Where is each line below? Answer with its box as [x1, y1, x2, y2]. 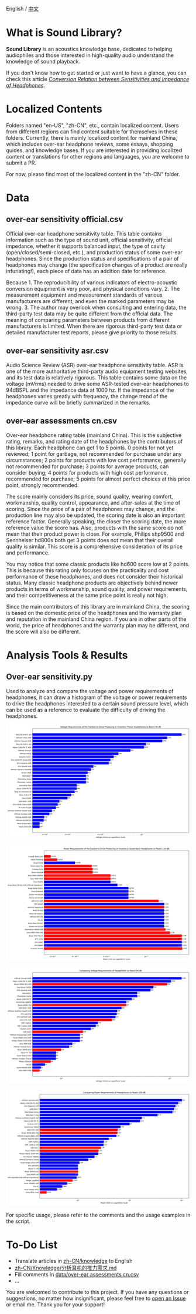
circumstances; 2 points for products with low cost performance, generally [6, 456, 187, 463]
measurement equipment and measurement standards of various [6, 291, 163, 298]
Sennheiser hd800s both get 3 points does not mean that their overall [6, 536, 174, 543]
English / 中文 [6, 5, 39, 12]
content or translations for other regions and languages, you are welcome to [6, 153, 190, 160]
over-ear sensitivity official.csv [6, 214, 123, 224]
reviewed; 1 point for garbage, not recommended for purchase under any [6, 450, 182, 457]
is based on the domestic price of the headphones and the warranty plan [6, 609, 183, 616]
